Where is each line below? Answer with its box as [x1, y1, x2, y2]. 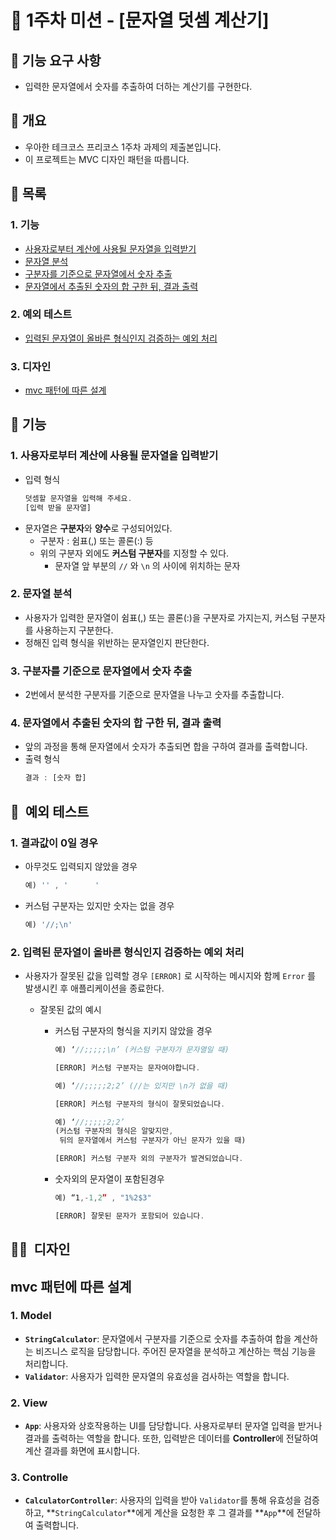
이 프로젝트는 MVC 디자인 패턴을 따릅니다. [24, 153, 190, 165]
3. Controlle [10, 1471, 69, 1485]
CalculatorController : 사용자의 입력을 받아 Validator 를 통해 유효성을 [24, 1494, 302, 1506]
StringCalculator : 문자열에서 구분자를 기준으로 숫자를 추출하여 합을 [24, 1332, 292, 1345]
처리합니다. [24, 1357, 69, 1370]
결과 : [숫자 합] [24, 773, 87, 783]
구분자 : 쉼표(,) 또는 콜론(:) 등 [39, 534, 154, 546]
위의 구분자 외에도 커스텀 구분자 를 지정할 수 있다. [39, 547, 230, 559]
